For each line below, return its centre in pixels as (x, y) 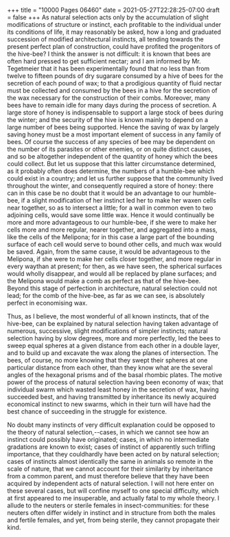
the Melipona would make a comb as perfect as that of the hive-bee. (104, 281)
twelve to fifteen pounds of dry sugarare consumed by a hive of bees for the (115, 76)
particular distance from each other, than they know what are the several (110, 367)
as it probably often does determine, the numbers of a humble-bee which (111, 171)
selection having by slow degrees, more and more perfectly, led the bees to (114, 338)
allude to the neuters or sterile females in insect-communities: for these (108, 505)
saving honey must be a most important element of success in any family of (114, 134)
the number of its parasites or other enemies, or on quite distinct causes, (110, 149)
